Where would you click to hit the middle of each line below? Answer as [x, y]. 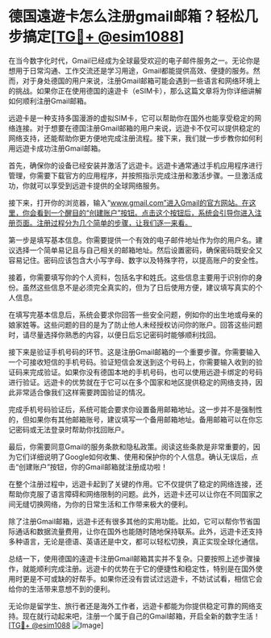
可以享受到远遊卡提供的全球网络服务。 [100, 186]
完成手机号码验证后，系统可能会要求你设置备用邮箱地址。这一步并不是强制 [132, 409]
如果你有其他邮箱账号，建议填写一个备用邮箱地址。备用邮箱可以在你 [142, 419]
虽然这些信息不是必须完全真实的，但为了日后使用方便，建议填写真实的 [139, 287]
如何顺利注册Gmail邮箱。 [50, 101]
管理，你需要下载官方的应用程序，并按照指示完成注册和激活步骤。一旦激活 [132, 175]
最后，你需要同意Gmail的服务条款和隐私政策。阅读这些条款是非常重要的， [131, 446]
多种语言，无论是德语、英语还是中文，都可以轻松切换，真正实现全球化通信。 [135, 541]
